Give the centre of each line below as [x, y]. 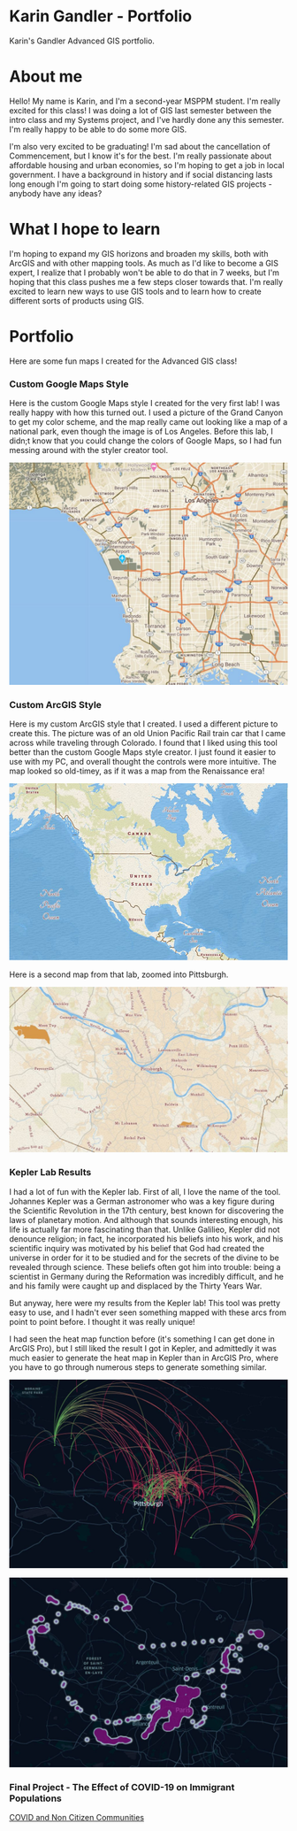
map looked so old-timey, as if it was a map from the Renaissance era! [137, 771]
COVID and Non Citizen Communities [76, 1818]
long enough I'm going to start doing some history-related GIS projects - [141, 184]
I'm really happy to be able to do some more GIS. [98, 129]
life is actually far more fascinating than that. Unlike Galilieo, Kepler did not [145, 1229]
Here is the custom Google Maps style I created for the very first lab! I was [145, 404]
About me [46, 77]
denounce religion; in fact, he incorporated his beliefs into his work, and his [146, 1239]
